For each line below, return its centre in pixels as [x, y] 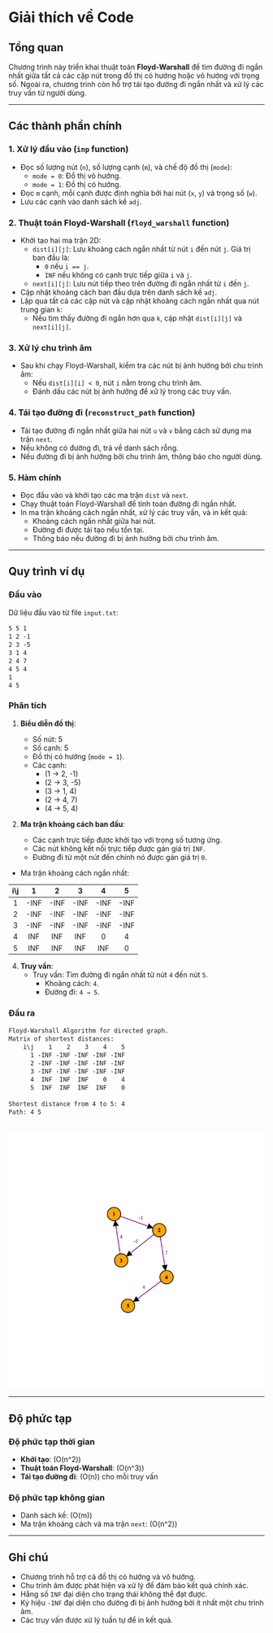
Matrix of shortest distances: [61, 1039]
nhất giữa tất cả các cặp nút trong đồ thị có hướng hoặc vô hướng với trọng [134, 76]
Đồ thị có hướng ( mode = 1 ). [78, 756]
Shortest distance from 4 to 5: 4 [67, 1104]
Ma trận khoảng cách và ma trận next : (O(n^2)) [99, 1524]
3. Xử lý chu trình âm [50, 347]
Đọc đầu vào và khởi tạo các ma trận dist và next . [104, 495]
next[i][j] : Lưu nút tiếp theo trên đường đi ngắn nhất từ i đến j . [141, 283]
